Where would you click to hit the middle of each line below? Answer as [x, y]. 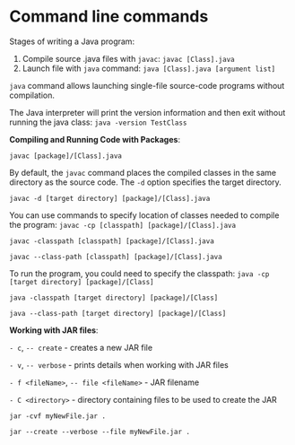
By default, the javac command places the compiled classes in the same [143, 172]
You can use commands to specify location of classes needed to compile [144, 215]
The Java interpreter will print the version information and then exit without [147, 112]
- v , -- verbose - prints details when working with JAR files [119, 364]
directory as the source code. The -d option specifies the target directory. [146, 182]
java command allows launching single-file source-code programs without [147, 85]
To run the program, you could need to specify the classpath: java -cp [139, 273]
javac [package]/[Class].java [66, 156]
